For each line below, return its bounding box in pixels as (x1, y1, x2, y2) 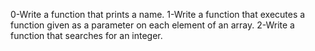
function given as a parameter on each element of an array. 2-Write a (10, 19, 295, 31)
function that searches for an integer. (10, 30, 163, 41)
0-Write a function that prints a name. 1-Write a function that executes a (10, 9, 306, 20)
